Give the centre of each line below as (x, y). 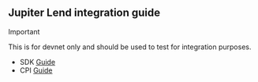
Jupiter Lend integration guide (84, 13)
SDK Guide (37, 62)
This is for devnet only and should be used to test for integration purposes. (130, 47)
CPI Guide (36, 70)
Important (24, 31)
